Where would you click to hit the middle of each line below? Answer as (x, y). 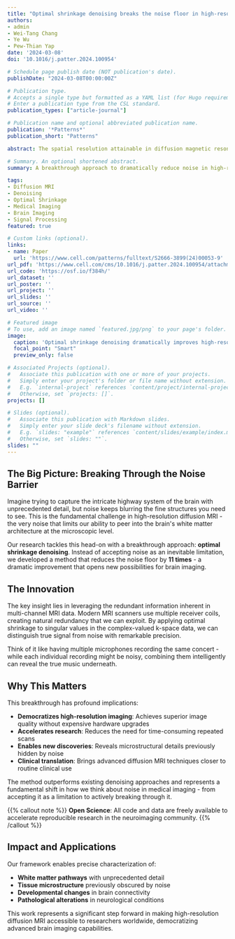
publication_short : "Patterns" (53, 136)
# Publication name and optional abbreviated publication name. (103, 123)
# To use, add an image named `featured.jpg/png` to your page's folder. (117, 329)
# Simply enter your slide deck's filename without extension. (104, 426)
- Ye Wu (19, 40)
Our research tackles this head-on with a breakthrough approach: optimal (114, 545)
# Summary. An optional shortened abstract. (73, 162)
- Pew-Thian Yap (31, 46)
